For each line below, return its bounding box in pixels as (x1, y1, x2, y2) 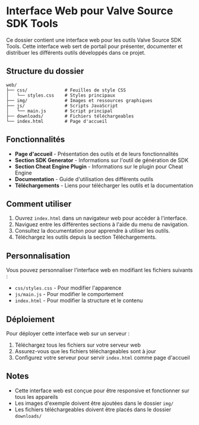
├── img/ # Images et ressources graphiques (6, 97, 153, 103)
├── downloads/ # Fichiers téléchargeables (6, 113, 134, 119)
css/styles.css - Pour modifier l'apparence (14, 284, 122, 291)
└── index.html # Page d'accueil (6, 118, 108, 124)
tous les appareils (14, 393, 58, 400)
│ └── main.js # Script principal (6, 108, 113, 114)
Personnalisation (6, 250, 71, 261)
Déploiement (6, 314, 55, 324)
